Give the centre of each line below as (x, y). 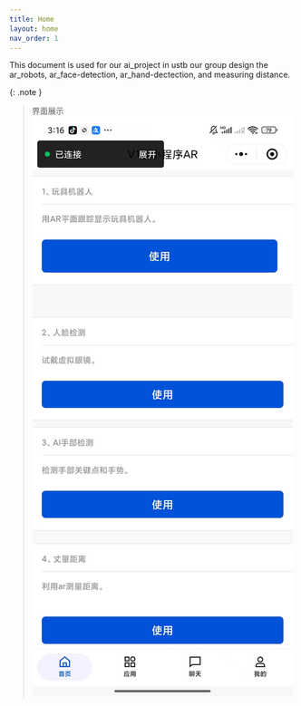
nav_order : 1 (34, 38)
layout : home (34, 29)
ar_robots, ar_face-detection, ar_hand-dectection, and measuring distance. (150, 75)
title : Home (32, 19)
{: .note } (26, 92)
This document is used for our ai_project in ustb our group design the (139, 65)
